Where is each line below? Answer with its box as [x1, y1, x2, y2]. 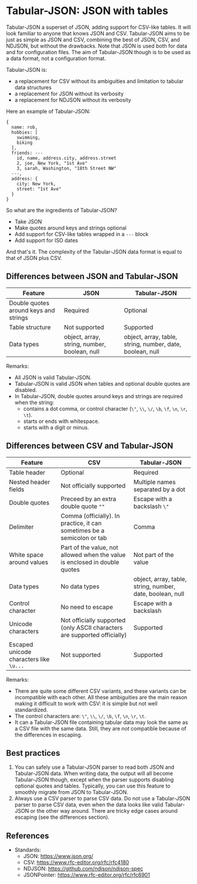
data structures [14, 84, 52, 91]
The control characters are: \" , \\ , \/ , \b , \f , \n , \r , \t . [14, 712, 147, 719]
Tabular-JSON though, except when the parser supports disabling [14, 776, 174, 783]
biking [16, 139, 33, 145]
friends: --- [11, 150, 43, 156]
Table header [9, 468, 46, 476]
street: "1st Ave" [16, 186, 62, 192]
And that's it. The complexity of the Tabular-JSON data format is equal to [6, 248, 182, 255]
